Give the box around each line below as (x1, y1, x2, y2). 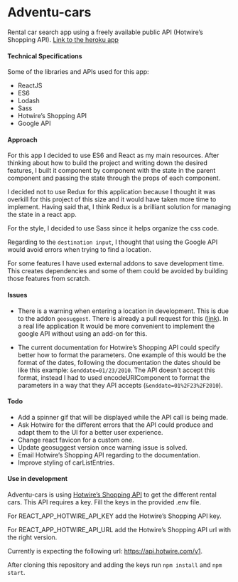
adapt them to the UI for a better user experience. (17, 428, 163, 436)
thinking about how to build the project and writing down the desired (7, 159, 208, 167)
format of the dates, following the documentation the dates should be (17, 358, 221, 366)
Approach (7, 135, 38, 144)
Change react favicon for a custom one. (17, 435, 135, 444)
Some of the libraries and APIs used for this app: (7, 68, 149, 76)
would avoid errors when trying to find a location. (7, 245, 151, 254)
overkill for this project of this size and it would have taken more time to (7, 195, 217, 203)
